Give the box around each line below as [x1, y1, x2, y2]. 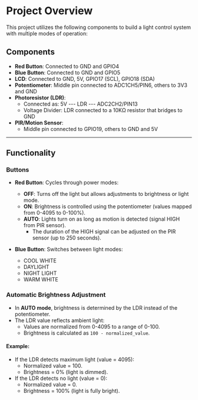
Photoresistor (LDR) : [14, 94, 66, 101]
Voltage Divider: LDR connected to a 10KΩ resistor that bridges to [23, 106, 183, 113]
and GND [14, 87, 37, 95]
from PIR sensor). [23, 222, 67, 229]
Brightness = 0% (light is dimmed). [23, 368, 108, 375]
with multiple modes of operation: [6, 29, 88, 37]
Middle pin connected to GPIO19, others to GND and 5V [23, 125, 158, 132]
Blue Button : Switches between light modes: [14, 246, 123, 253]
